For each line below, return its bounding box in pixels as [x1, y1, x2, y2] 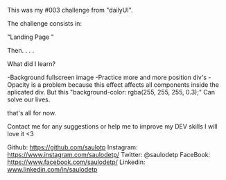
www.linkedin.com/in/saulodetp [7, 165, 98, 173]
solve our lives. [7, 95, 51, 104]
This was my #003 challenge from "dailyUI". [7, 6, 133, 14]
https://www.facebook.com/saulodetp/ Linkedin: [7, 158, 146, 166]
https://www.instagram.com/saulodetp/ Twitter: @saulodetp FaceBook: [7, 151, 211, 158]
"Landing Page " [7, 33, 54, 41]
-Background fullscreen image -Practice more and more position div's [7, 73, 207, 81]
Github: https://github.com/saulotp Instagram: [7, 143, 138, 152]
